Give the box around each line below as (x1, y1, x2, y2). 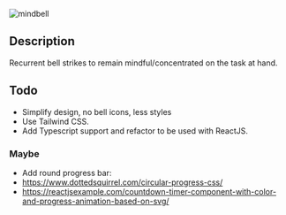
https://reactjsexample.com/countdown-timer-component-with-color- (21, 186, 276, 196)
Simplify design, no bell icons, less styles (21, 106, 172, 117)
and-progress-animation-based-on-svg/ (21, 196, 169, 206)
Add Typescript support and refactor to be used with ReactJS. (21, 125, 249, 136)
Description (9, 34, 75, 49)
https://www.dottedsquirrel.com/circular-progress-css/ (21, 177, 223, 188)
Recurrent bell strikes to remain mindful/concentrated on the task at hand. (9, 58, 278, 68)
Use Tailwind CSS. (21, 116, 90, 127)
